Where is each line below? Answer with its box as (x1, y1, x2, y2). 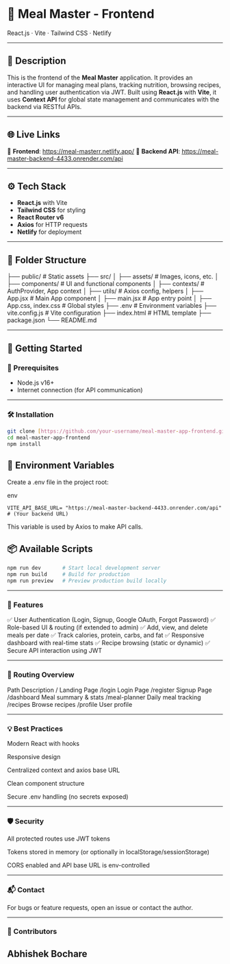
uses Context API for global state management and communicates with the (7, 95, 220, 104)
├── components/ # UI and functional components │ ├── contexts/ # (7, 280, 205, 288)
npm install (7, 440, 41, 448)
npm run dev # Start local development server (7, 565, 161, 572)
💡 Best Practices (7, 723, 64, 733)
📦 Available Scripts (7, 543, 93, 555)
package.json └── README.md (7, 316, 97, 324)
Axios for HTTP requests (16, 221, 88, 229)
